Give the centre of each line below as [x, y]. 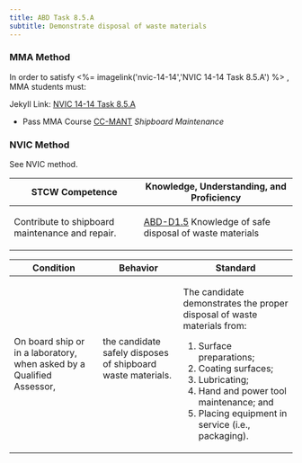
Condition [54, 268]
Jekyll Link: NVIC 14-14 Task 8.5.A [73, 103]
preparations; [226, 358]
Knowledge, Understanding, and [216, 187]
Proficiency [216, 198]
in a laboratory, [46, 353]
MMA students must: [48, 86]
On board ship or [49, 342]
